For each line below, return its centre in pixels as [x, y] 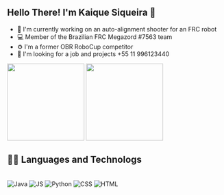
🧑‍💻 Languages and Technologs [75, 160]
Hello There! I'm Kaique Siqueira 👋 [82, 13]
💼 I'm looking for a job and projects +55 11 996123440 [93, 54]
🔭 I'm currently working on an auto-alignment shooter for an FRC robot [117, 29]
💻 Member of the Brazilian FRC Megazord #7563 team [95, 37]
